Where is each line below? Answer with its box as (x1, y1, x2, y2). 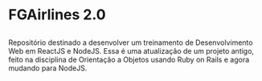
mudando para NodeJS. (8, 63, 88, 73)
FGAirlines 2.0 (8, 6, 106, 24)
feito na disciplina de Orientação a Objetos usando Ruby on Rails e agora (8, 55, 250, 64)
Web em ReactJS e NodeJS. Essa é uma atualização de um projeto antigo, (8, 46, 255, 55)
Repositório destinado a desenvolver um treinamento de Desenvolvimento (8, 38, 253, 47)
